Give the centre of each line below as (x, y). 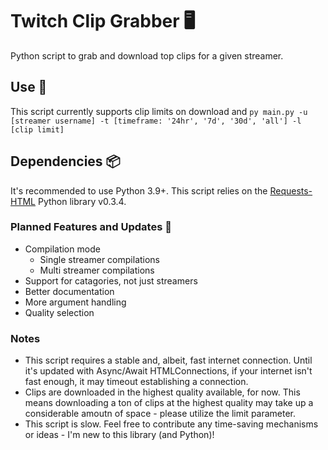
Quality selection (59, 312)
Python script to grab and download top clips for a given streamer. (147, 55)
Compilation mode (62, 249)
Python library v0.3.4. (82, 201)
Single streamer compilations (100, 259)
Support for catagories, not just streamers (111, 280)
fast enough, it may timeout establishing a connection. (136, 382)
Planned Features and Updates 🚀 (91, 227)
